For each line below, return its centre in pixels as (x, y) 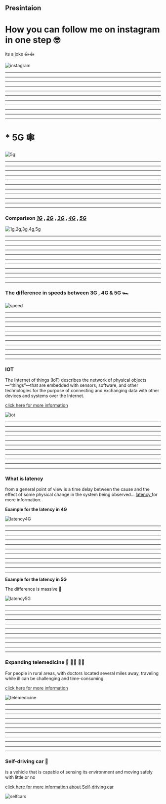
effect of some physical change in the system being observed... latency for (82, 495)
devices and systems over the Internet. (45, 396)
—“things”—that (22, 385)
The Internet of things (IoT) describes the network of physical (68, 380)
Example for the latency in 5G (36, 579)
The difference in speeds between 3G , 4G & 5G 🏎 (67, 293)
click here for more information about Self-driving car (60, 787)
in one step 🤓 (33, 40)
